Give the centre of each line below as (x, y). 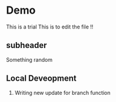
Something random (29, 59)
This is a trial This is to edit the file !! (50, 27)
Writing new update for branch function (62, 93)
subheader (26, 45)
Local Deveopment (41, 79)
